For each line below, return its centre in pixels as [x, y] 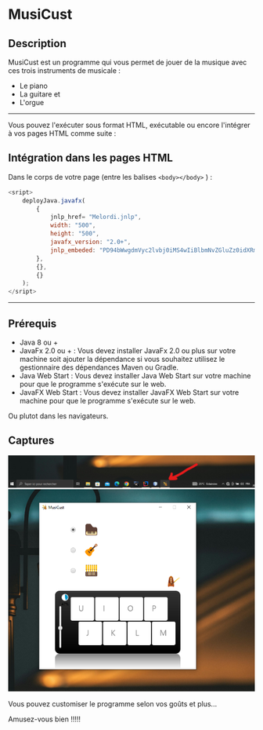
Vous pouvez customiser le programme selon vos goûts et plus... [113, 704]
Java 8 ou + [39, 342]
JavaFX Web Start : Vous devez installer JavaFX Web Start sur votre [129, 392]
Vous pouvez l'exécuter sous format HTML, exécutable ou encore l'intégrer [129, 125]
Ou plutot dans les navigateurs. [58, 416]
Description [37, 44]
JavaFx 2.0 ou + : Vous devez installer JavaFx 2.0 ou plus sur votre [128, 350]
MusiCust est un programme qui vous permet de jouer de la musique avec [128, 62]
